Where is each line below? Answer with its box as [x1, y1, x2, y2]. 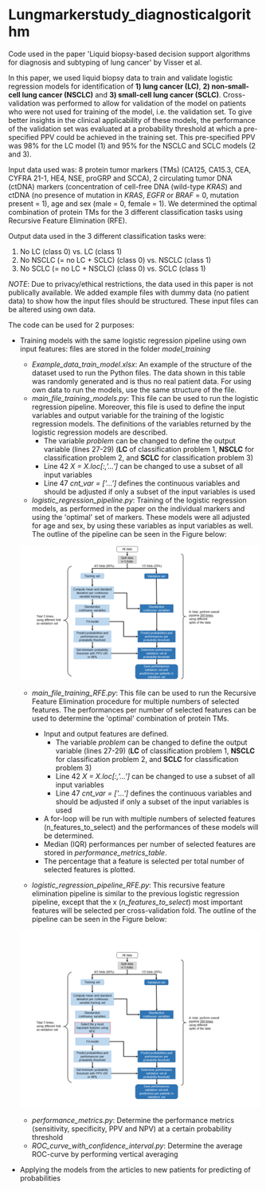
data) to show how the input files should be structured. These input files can [8, 296, 259, 305]
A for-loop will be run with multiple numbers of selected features [43, 814, 256, 824]
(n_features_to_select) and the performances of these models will [43, 823, 259, 832]
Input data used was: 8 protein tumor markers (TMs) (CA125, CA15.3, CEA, [8, 165, 252, 174]
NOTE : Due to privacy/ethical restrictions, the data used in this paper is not [8, 279, 253, 288]
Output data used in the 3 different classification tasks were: [8, 231, 206, 240]
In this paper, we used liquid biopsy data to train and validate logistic [8, 73, 233, 82]
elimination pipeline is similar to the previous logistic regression [31, 889, 240, 899]
